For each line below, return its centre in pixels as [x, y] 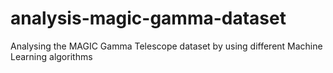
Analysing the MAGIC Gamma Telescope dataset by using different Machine [166, 46]
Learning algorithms [51, 56]
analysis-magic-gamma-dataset [148, 18]
